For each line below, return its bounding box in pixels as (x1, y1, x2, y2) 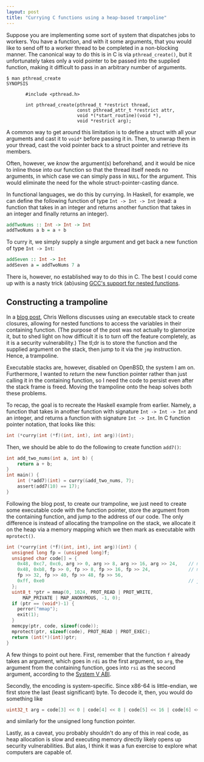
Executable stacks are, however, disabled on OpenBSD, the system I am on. (6, 364, 195, 371)
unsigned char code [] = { (12, 555, 78, 562)
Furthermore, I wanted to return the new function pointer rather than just (6, 370, 187, 377)
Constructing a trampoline (6, 297, 108, 307)
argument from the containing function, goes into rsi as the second (6, 664, 176, 671)
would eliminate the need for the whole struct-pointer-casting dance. (6, 179, 179, 186)
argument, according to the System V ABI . (6, 670, 112, 678)
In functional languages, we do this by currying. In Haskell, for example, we (6, 191, 194, 198)
